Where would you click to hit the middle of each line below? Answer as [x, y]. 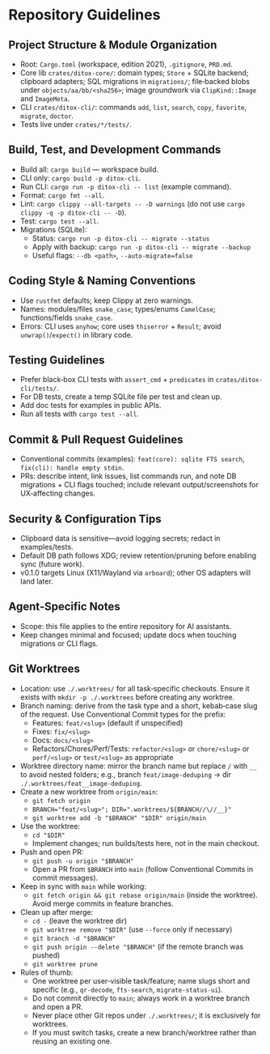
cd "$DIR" [49, 835]
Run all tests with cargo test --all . [79, 414]
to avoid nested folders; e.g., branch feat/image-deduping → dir [126, 774]
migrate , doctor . [47, 116]
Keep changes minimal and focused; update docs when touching [128, 635]
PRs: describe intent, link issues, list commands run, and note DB [128, 476]
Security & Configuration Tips [85, 518]
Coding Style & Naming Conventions [102, 281]
